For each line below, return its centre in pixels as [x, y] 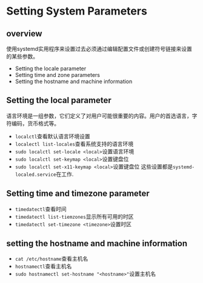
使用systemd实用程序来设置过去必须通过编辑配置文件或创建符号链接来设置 [99, 49]
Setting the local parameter [59, 100]
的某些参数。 [22, 56]
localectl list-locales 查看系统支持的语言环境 [74, 144]
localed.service [35, 175]
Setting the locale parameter [51, 68]
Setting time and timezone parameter [78, 194]
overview [24, 34]
